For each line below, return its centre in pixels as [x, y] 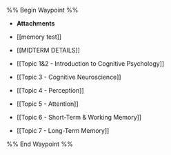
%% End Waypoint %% [40, 144]
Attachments [36, 23]
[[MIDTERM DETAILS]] [48, 50]
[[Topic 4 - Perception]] [50, 90]
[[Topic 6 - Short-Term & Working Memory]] [79, 117]
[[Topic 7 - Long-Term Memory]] [63, 130]
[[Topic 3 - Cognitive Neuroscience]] [69, 77]
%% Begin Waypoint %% [42, 10]
